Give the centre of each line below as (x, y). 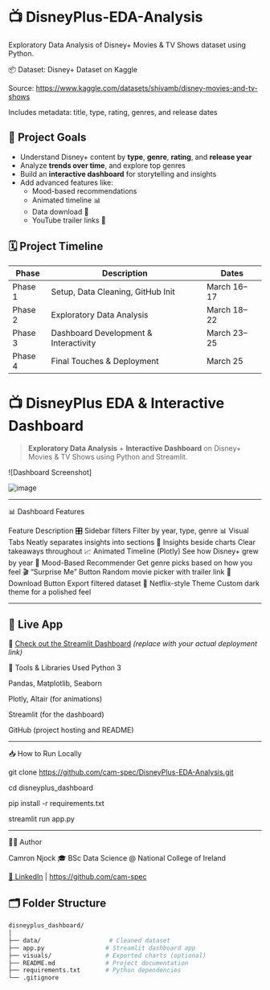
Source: (21, 88)
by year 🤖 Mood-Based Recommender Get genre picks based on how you (131, 562)
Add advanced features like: (67, 182)
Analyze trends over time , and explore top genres (103, 165)
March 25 (225, 361)
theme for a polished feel (50, 591)
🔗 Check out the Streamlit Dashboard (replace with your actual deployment (133, 644)
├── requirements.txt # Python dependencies (95, 971)
